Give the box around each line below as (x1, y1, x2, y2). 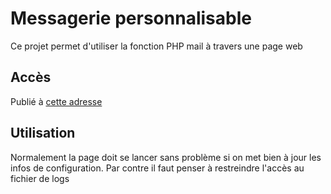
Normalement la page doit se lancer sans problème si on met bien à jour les (10, 151, 322, 163)
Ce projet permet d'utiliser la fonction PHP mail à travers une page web (10, 40, 303, 52)
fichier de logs (10, 172, 70, 184)
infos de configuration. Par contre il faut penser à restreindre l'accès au (10, 162, 305, 174)
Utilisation (10, 125, 76, 142)
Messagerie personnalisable (10, 7, 252, 30)
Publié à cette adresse (10, 95, 103, 107)
